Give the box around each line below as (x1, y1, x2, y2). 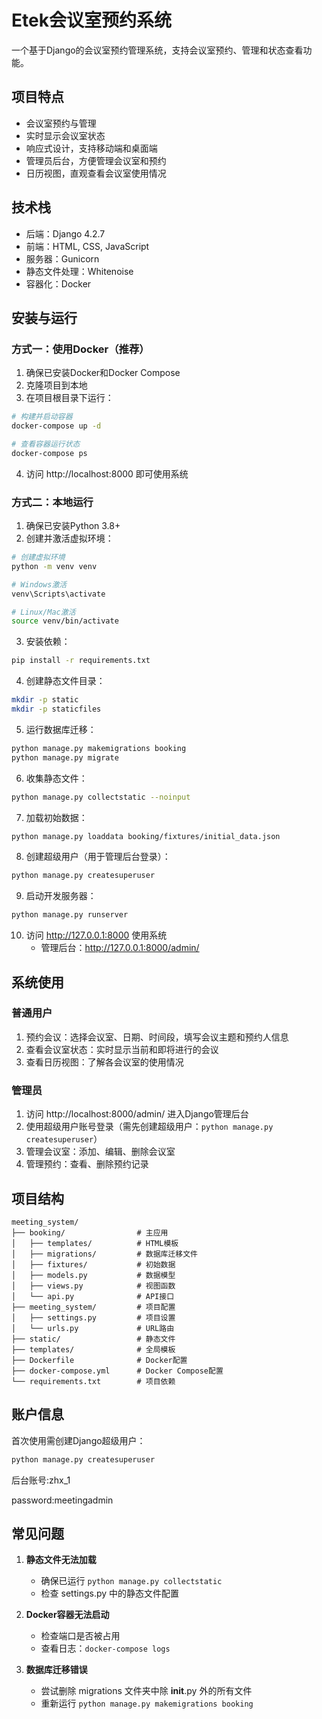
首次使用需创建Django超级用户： (11, 1434, 146, 1446)
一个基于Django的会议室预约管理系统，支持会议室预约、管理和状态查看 (11, 44, 304, 56)
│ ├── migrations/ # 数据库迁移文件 (11, 1249, 198, 1259)
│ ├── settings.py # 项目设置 (11, 1312, 176, 1323)
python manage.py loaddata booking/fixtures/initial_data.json (11, 831, 281, 841)
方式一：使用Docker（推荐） (11, 342, 150, 356)
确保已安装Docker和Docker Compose (25, 367, 181, 379)
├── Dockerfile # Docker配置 (11, 1355, 188, 1365)
